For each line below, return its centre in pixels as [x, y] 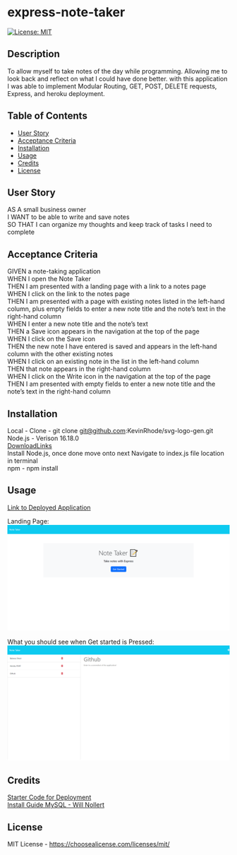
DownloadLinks [30, 446]
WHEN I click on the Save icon [51, 339]
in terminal [23, 461]
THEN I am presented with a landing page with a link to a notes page [107, 286]
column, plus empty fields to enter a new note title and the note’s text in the [117, 309]
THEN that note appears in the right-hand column [79, 369]
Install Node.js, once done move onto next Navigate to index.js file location [116, 453]
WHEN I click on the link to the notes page [69, 294]
